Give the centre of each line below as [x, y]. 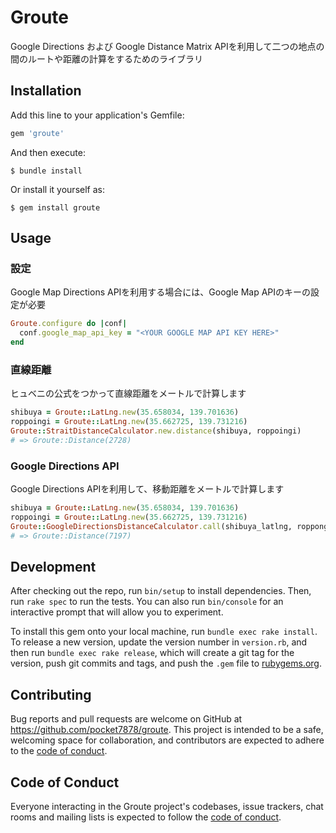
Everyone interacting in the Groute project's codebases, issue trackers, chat [167, 806]
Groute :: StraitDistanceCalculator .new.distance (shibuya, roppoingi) [156, 431]
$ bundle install [46, 171]
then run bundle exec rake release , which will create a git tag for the [152, 653]
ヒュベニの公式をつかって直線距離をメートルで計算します [128, 393]
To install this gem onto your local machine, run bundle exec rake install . [164, 632]
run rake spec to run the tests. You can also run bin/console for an [147, 602]
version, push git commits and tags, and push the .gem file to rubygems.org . [166, 663]
